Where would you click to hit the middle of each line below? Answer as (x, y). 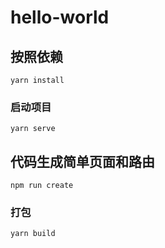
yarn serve (33, 129)
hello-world (60, 17)
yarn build (33, 234)
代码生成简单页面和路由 (82, 161)
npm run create (42, 186)
